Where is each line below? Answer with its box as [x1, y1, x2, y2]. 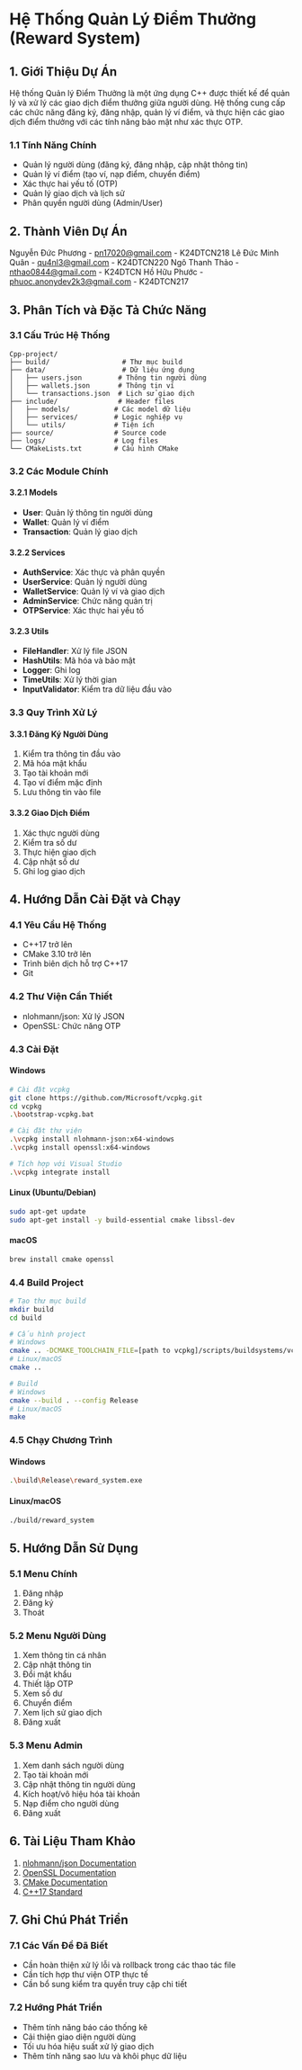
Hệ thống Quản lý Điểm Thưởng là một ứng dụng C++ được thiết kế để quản [9, 88, 290, 98]
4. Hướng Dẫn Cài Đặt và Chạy [9, 892, 182, 908]
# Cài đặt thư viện [9, 1126, 83, 1135]
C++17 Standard [22, 1886, 83, 1897]
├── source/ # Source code [9, 428, 167, 437]
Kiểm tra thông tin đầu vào [22, 748, 121, 759]
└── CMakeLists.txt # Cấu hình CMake [9, 444, 179, 453]
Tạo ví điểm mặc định [22, 777, 103, 788]
